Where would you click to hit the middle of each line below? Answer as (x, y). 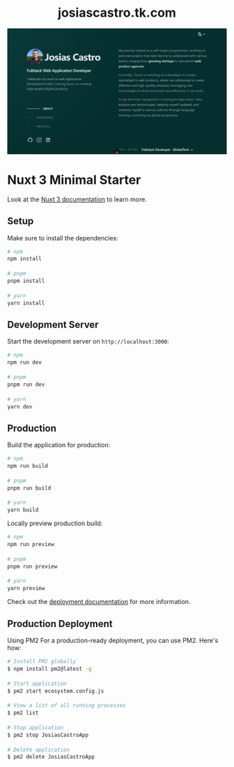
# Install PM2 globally (42, 662)
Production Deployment (60, 624)
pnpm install (26, 281)
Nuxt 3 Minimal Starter (74, 180)
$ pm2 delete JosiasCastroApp (51, 757)
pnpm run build (29, 488)
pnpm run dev (26, 385)
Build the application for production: (58, 445)
